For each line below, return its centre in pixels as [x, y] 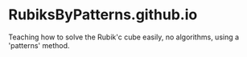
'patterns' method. [39, 45]
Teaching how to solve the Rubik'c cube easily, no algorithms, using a [124, 37]
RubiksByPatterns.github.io [103, 15]
